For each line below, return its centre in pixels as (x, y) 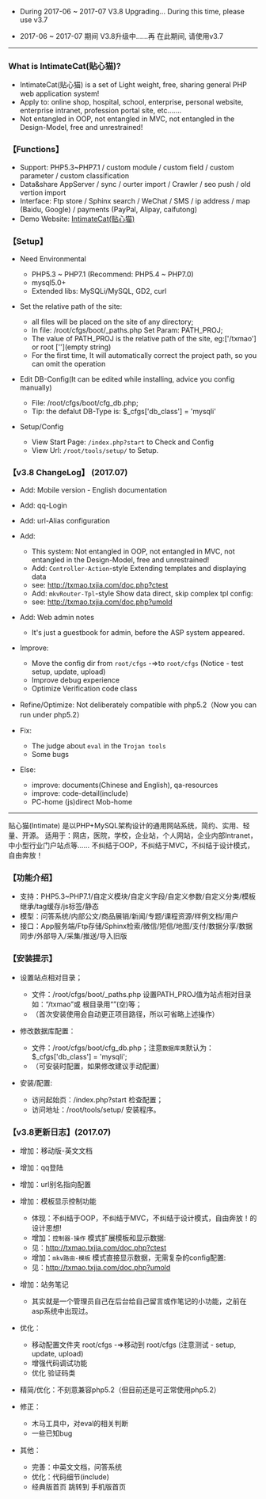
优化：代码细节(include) (70, 1477)
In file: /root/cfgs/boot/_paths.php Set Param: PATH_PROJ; (127, 330)
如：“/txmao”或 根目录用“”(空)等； (87, 1004)
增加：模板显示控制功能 (58, 1201)
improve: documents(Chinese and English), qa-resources (125, 785)
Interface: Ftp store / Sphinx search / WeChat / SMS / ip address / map (135, 200)
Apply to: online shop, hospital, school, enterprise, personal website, (131, 102)
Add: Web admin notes (57, 618)
